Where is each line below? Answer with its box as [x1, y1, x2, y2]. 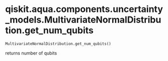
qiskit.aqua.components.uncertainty [5, 3, 163, 15]
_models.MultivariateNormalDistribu [5, 14, 161, 25]
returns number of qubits [5, 50, 57, 56]
